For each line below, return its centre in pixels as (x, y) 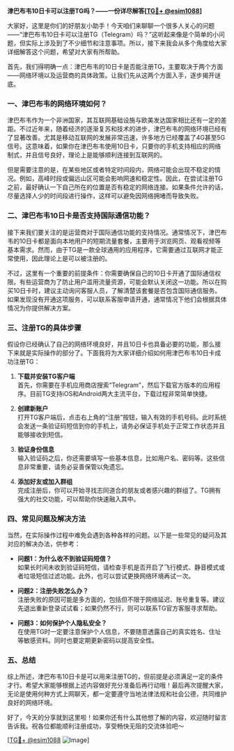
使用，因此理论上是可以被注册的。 (62, 258)
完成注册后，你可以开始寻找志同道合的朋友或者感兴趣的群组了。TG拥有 (119, 490)
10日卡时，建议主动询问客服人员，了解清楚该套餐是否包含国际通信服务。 (117, 290)
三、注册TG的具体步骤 (44, 328)
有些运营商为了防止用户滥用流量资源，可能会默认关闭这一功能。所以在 (120, 282)
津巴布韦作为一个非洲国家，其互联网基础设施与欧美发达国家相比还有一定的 (114, 120)
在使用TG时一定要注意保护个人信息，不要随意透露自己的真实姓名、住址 (119, 632)
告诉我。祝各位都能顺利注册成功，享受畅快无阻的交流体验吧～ (96, 726)
